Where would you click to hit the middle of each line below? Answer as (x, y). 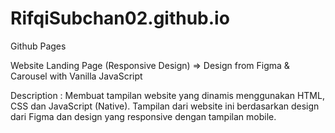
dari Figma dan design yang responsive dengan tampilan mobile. (143, 116)
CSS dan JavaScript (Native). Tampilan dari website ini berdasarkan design (165, 106)
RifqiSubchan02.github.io (120, 18)
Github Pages (38, 46)
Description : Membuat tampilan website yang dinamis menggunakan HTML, (167, 95)
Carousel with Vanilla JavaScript (76, 76)
